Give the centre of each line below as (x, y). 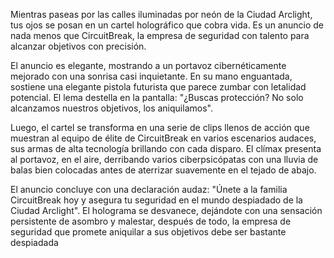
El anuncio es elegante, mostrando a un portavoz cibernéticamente (148, 65)
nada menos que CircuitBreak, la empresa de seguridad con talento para (160, 35)
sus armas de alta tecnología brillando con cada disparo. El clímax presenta (166, 148)
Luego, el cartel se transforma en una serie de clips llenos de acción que (160, 127)
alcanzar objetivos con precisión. (78, 46)
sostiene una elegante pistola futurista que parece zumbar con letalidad (158, 87)
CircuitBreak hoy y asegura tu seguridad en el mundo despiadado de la (156, 200)
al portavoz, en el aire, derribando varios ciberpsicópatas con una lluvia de (164, 159)
